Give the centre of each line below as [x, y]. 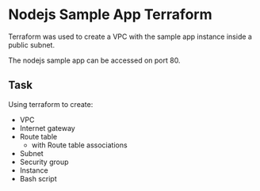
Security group [44, 162]
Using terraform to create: [51, 104]
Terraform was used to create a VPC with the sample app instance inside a [130, 36]
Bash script [38, 178]
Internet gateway [47, 128]
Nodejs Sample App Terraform [110, 15]
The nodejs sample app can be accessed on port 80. [94, 60]
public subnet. [32, 44]
